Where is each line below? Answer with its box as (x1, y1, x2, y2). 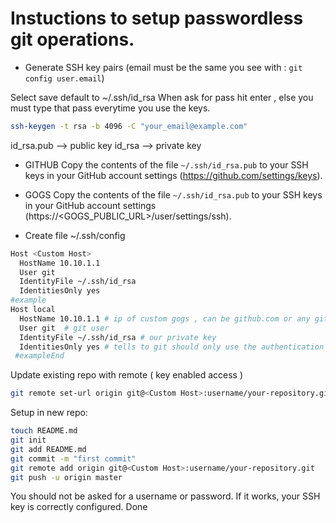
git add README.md (10, 444, 87, 454)
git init (10, 435, 47, 446)
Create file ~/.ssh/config (24, 229, 126, 241)
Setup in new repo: (10, 407, 88, 419)
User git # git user (19, 323, 110, 333)
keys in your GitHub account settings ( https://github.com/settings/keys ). (24, 169, 323, 181)
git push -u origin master (10, 472, 123, 482)
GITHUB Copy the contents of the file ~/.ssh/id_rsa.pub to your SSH (24, 158, 309, 171)
